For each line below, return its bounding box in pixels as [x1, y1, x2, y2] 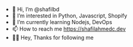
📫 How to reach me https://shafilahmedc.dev [11, 25, 126, 33]
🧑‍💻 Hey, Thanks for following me [11, 34, 94, 41]
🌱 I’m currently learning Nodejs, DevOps [11, 19, 112, 25]
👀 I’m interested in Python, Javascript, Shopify [11, 12, 128, 19]
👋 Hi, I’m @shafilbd [11, 6, 60, 13]
